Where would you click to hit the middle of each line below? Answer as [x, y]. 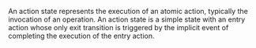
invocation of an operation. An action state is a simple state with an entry [127, 19]
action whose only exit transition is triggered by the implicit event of [119, 27]
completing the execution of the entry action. [82, 36]
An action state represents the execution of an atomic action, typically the [128, 11]
